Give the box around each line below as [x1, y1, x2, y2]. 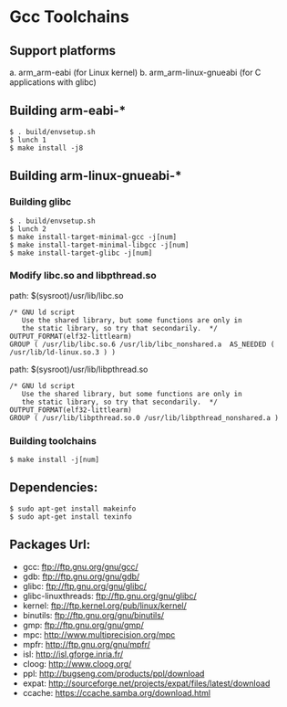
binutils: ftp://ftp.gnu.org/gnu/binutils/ [22, 609, 165, 620]
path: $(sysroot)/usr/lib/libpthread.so [9, 364, 149, 375]
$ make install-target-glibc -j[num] [9, 248, 153, 258]
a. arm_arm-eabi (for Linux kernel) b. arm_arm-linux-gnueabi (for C [9, 67, 261, 78]
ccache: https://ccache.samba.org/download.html [22, 687, 211, 698]
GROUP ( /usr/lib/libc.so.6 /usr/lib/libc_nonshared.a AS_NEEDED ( [9, 340, 275, 349]
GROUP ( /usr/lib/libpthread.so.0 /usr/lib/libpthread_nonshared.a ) [9, 413, 280, 422]
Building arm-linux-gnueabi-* [9, 168, 182, 184]
